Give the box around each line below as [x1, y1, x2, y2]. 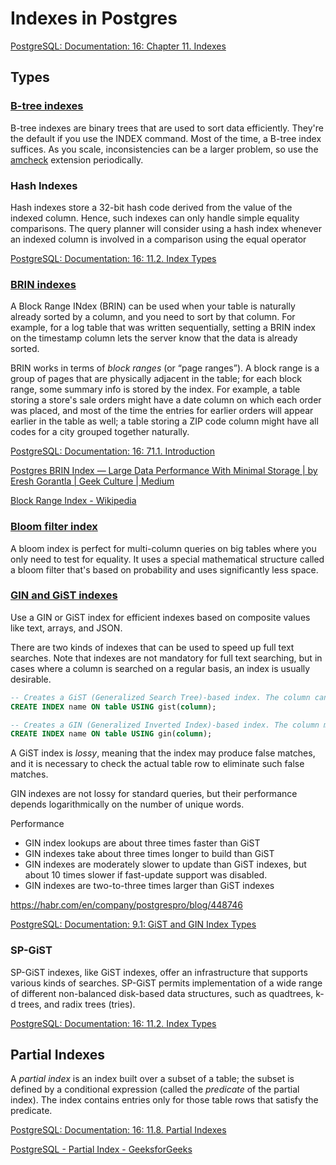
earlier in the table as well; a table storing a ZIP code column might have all [10, 415, 319, 427]
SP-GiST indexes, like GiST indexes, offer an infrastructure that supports [10, 966, 308, 978]
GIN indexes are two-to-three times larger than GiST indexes [24, 880, 275, 892]
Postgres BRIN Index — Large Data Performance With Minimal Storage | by [10, 465, 318, 477]
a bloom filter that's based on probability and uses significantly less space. [10, 563, 319, 576]
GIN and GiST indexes [10, 588, 118, 602]
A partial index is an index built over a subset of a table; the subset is [10, 1073, 295, 1085]
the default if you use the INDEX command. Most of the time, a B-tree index [10, 132, 322, 144]
